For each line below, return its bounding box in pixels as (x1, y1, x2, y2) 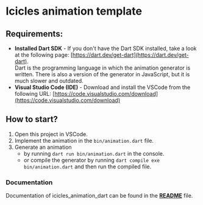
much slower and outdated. (14, 77, 84, 84)
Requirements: (5, 29, 63, 39)
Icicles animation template (5, 4, 143, 18)
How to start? (5, 114, 59, 124)
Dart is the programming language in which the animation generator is (14, 64, 191, 71)
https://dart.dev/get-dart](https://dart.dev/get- (72, 51, 190, 59)
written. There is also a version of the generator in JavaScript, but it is (14, 71, 190, 77)
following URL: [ (14, 90, 55, 97)
